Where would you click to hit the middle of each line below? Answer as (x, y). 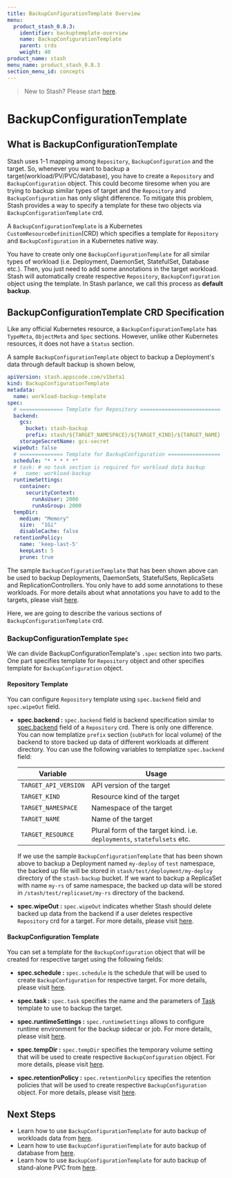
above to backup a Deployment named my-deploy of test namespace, (116, 863)
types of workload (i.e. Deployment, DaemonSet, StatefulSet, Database (108, 261)
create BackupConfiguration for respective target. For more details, (112, 980)
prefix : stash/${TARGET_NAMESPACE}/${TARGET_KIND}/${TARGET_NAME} (123, 435)
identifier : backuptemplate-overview (74, 33)
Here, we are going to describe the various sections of (85, 613)
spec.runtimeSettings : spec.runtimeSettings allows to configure (111, 1022)
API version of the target (131, 785)
